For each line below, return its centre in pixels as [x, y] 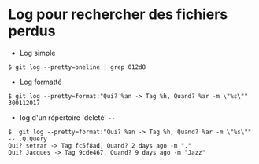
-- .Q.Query [28, 139]
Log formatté [41, 82]
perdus [32, 31]
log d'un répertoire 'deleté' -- [67, 117]
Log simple [37, 53]
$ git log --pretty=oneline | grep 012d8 [77, 67]
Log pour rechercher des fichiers [118, 15]
